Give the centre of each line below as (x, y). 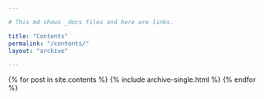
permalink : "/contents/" (49, 44)
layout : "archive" (38, 51)
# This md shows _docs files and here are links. (91, 22)
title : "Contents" (38, 36)
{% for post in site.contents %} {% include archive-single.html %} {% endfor (132, 80)
